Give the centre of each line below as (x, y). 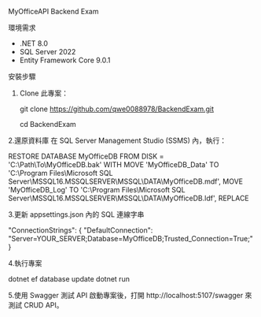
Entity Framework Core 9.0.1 (65, 60)
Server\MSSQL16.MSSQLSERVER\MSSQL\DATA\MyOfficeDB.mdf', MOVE (126, 181)
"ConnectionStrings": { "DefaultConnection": (81, 230)
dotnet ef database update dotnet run (69, 279)
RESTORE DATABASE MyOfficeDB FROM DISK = (86, 156)
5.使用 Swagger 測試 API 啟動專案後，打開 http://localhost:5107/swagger (126, 295)
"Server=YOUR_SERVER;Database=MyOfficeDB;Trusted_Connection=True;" (131, 239)
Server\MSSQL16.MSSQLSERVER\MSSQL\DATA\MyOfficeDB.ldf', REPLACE (129, 198)
